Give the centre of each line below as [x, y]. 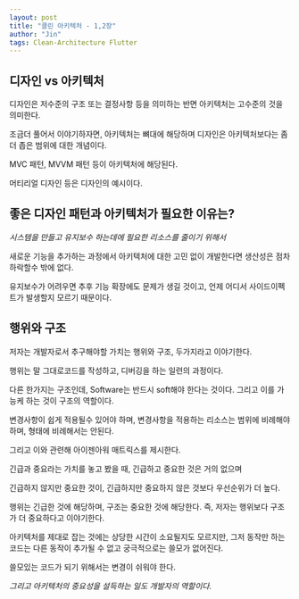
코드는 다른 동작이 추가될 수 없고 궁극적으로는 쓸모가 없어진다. [116, 548]
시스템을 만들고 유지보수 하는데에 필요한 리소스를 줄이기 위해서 [118, 237]
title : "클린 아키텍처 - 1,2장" [63, 26]
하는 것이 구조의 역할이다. [70, 400]
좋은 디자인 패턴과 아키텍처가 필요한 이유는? [122, 214]
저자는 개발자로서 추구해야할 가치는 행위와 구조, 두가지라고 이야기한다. [131, 351]
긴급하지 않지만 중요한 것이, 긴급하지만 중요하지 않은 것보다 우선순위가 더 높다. [145, 487]
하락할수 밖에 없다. [42, 267]
